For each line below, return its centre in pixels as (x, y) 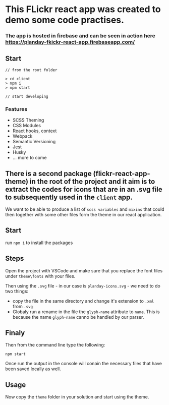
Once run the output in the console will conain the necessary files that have (84, 364)
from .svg (23, 306)
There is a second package (48, 173)
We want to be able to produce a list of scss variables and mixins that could (85, 209)
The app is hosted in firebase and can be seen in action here (80, 36)
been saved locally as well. (33, 369)
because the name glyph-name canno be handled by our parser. (78, 317)
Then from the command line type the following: (55, 345)
